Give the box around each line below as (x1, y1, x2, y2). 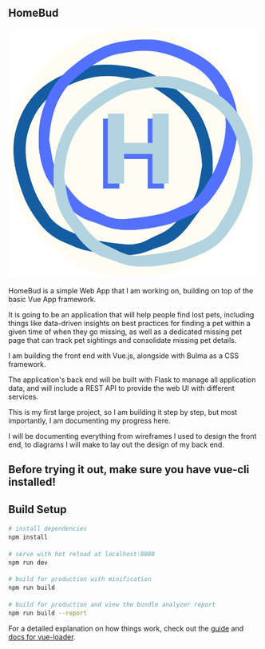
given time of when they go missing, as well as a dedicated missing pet (8, 327, 243, 336)
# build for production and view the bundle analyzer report (8, 600, 216, 608)
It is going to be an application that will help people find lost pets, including (8, 309, 255, 319)
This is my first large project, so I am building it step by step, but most (8, 407, 238, 416)
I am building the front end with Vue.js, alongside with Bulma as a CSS (8, 351, 239, 360)
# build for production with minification (8, 575, 152, 583)
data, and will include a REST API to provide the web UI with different (8, 383, 235, 392)
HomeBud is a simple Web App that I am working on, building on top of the (8, 285, 254, 295)
